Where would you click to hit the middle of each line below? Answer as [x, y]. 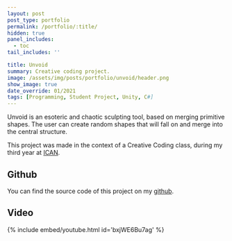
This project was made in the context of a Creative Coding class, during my [115, 145]
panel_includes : [31, 40]
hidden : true [26, 33]
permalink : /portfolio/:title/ [52, 26]
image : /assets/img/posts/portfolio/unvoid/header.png [88, 78]
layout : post [26, 14]
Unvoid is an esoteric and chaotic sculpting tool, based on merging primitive [116, 117]
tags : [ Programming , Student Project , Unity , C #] [81, 97]
